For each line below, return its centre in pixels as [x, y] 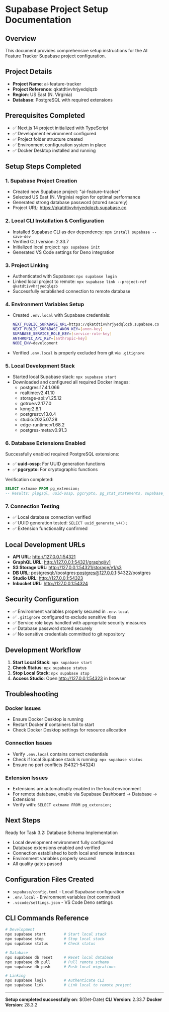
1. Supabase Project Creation [41, 180]
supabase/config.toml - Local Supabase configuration [68, 891]
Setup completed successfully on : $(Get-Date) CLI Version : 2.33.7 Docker [84, 999]
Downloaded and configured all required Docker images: [71, 382]
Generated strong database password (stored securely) [70, 203]
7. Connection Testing [32, 506]
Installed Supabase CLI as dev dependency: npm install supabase [81, 232]
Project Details [29, 72]
